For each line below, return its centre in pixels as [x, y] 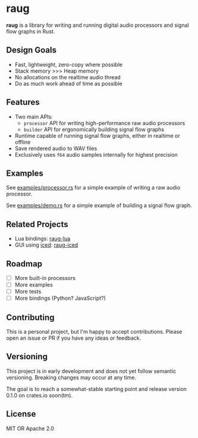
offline [23, 142]
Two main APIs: [34, 117]
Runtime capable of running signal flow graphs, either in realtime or [97, 135]
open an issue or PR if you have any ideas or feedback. [74, 338]
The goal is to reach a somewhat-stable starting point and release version [97, 389]
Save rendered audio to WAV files [56, 148]
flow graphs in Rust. [31, 31]
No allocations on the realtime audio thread [67, 77]
